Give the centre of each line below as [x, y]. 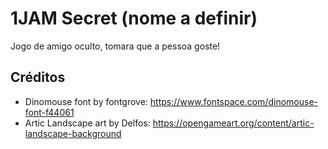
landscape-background [73, 133]
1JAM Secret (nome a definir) [134, 18]
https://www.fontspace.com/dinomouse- [233, 101]
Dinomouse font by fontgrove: [86, 101]
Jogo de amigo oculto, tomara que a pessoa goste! [115, 46]
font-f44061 [49, 112]
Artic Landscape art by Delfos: [87, 123]
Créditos [38, 77]
